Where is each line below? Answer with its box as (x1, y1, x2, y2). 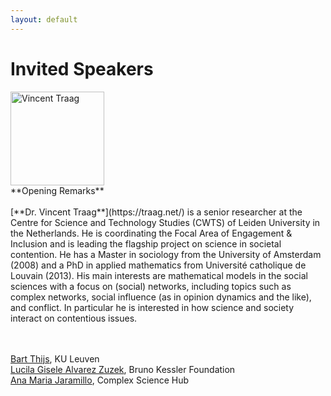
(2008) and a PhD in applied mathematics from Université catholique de (10, 259, 307, 271)
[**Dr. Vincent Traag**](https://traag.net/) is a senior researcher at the (10, 206, 303, 218)
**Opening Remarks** (10, 184, 105, 196)
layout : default (10, 14, 78, 25)
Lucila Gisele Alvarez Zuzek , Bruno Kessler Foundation (10, 363, 236, 375)
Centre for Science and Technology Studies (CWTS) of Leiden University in (10, 216, 321, 228)
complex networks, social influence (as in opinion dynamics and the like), (10, 291, 312, 303)
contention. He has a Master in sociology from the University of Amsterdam (10, 248, 322, 260)
